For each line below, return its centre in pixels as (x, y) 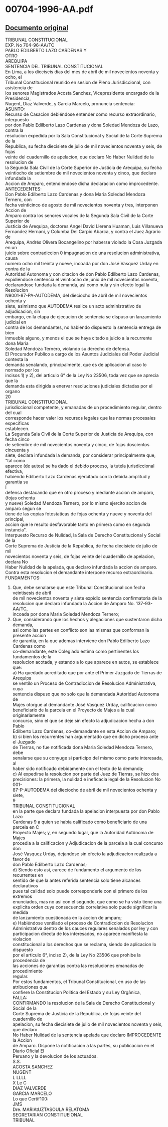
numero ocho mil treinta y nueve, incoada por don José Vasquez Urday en (82, 263)
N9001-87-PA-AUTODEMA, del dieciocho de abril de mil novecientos (76, 295)
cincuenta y (17, 450)
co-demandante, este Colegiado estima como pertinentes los (76, 651)
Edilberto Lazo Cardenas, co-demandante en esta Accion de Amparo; (84, 731)
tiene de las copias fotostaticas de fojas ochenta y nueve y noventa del (78, 514)
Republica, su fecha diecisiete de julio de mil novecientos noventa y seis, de (83, 146)
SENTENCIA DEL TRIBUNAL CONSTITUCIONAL (54, 66)
